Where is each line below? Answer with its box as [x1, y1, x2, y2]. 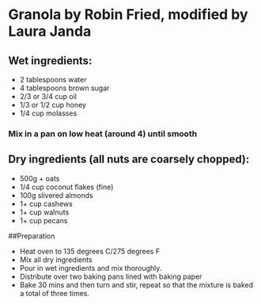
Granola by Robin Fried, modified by [8, 6, 248, 24]
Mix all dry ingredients [19, 255, 93, 264]
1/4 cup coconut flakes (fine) [19, 182, 114, 192]
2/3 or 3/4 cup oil [19, 92, 78, 101]
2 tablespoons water [19, 75, 87, 84]
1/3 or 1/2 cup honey [19, 101, 87, 109]
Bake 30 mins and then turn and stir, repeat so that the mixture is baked [19, 279, 254, 290]
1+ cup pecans [19, 215, 68, 225]
